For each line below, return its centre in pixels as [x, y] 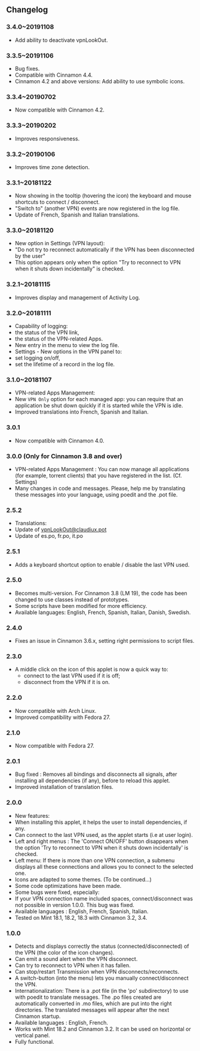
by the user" [30, 256]
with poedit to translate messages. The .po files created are [88, 997]
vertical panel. [32, 1035]
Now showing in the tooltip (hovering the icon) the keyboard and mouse [103, 196]
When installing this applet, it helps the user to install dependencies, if [101, 822]
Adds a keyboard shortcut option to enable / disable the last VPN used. [102, 564]
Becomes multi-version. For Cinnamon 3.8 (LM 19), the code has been [101, 593]
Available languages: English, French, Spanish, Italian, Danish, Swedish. [103, 612]
